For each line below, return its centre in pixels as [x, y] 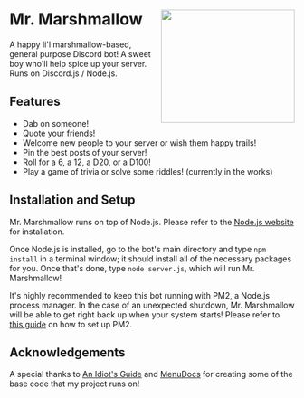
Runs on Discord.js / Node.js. [63, 73]
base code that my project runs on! [75, 384]
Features [35, 102]
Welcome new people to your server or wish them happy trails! [139, 142]
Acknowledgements [67, 352]
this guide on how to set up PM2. [71, 324]
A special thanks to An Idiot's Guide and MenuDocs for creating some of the [151, 374]
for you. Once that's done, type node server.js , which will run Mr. [132, 268]
